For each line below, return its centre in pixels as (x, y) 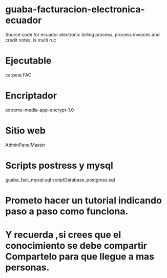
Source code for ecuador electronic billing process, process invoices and (82, 34)
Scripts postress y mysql (59, 165)
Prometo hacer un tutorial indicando (84, 200)
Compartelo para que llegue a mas (80, 257)
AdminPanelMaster (25, 145)
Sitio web (26, 131)
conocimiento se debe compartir (76, 246)
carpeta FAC (18, 75)
